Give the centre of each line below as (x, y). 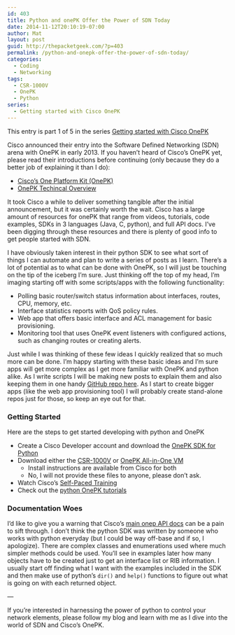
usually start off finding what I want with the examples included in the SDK (114, 568)
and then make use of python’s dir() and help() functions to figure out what (117, 575)
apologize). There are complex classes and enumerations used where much (116, 546)
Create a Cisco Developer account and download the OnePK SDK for (116, 446)
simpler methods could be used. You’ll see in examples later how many (109, 553)
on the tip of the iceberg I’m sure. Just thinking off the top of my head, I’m (114, 274)
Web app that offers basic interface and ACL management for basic (115, 318)
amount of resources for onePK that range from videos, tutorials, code (108, 216)
